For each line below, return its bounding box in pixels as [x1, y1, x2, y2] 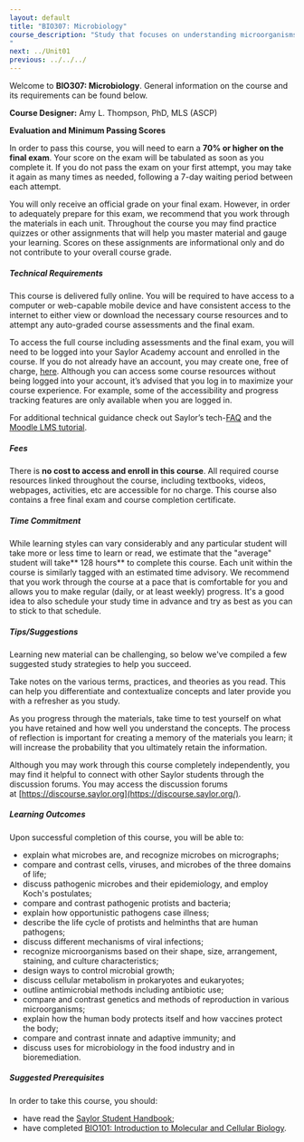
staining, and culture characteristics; [22, 955, 159, 966]
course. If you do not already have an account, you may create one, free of [9, 355, 290, 367]
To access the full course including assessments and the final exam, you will [9, 336, 294, 347]
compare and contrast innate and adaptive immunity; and [22, 1032, 237, 1043]
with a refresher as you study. [9, 695, 120, 706]
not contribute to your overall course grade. [9, 247, 172, 257]
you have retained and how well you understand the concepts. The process [9, 722, 291, 733]
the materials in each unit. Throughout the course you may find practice [9, 218, 278, 228]
